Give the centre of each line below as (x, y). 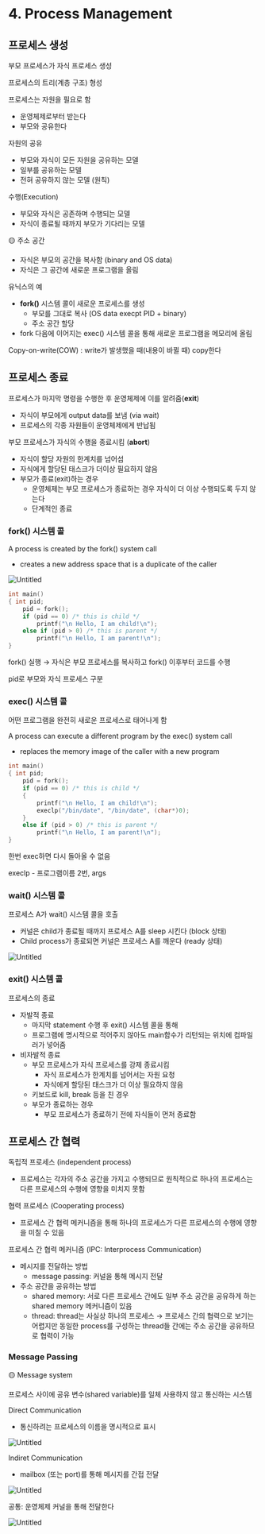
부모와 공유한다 (43, 126)
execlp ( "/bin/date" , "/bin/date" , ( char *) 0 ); (113, 810)
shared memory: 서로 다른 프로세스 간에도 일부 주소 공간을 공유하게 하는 (144, 1296)
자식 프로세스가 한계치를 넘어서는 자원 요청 (109, 1074)
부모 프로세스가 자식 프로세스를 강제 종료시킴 (100, 1065)
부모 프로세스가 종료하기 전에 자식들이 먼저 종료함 (120, 1114)
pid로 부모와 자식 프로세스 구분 (56, 679)
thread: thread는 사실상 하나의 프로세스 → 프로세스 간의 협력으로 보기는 (142, 1316)
